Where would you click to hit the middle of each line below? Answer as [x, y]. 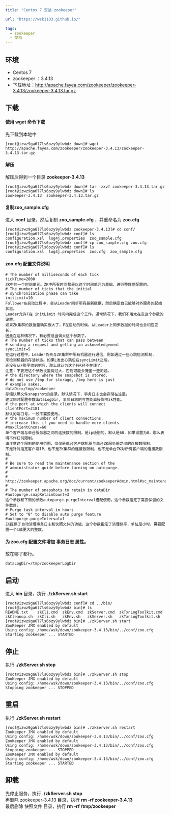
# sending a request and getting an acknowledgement [62, 345]
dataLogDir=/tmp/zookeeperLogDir [41, 564]
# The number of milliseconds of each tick [52, 275]
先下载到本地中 [21, 134]
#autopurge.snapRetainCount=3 [37, 495]
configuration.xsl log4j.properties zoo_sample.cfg [64, 238]
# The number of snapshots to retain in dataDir [58, 490]
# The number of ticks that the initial [49, 289]
